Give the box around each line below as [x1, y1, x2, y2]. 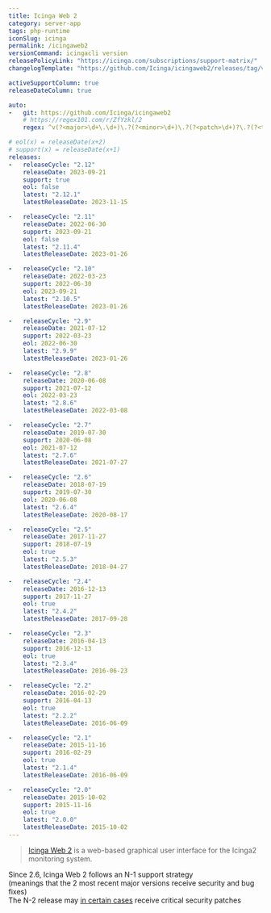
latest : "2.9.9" [23, 347, 78, 355]
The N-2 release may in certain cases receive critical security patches [8, 895, 242, 905]
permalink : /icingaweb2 [8, 42, 89, 50]
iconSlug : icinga [8, 34, 67, 43]
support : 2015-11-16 [23, 801, 92, 809]
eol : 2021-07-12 [23, 443, 78, 452]
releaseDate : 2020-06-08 [23, 376, 106, 384]
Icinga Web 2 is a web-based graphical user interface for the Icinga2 [27, 845, 257, 855]
